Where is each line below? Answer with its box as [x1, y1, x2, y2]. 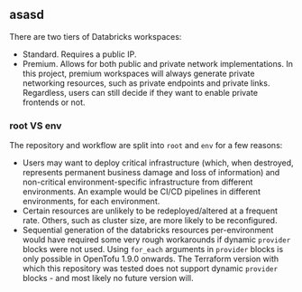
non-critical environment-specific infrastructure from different [22, 176, 253, 188]
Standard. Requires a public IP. [22, 49, 137, 60]
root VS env [9, 119, 62, 132]
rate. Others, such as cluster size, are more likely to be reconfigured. [22, 215, 278, 226]
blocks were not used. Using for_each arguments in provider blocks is [22, 244, 284, 255]
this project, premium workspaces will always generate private [22, 68, 255, 79]
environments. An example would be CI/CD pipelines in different [22, 186, 261, 197]
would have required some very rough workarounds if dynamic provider [22, 234, 291, 245]
